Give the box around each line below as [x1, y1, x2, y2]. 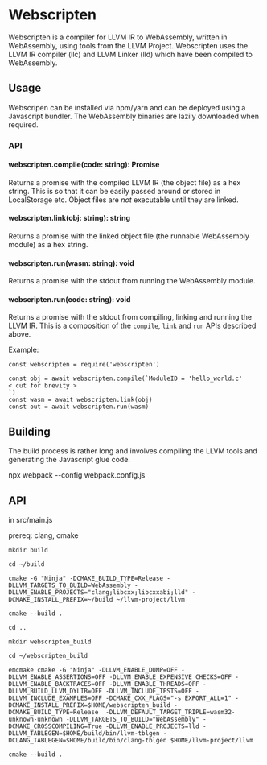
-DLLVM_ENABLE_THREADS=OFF [109, 680, 199, 688]
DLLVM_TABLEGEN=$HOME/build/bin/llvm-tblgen [8, 730, 160, 738]
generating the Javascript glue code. [8, 455, 131, 465]
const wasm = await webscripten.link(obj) [8, 396, 153, 404]
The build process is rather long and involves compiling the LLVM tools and [8, 446, 257, 456]
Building [8, 424, 51, 438]
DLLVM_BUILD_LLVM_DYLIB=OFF [8, 687, 103, 696]
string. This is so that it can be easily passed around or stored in [8, 186, 221, 196]
